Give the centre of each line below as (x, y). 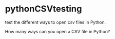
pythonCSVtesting (44, 9)
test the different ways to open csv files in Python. (56, 22)
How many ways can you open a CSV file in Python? (57, 31)
